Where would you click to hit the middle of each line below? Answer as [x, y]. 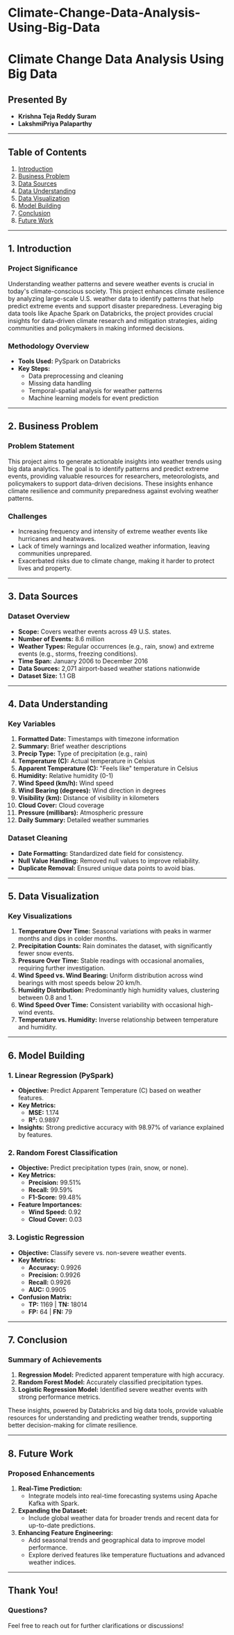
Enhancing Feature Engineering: [65, 1532]
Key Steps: [34, 368]
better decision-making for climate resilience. [73, 1425]
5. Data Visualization [53, 896]
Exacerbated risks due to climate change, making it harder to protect [116, 561]
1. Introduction [40, 249]
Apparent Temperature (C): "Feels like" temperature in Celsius [108, 768]
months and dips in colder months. [67, 938]
